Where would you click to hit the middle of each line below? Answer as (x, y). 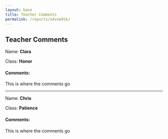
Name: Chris (18, 98)
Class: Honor (19, 61)
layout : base (19, 10)
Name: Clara (18, 52)
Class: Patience (21, 108)
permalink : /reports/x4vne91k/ (38, 19)
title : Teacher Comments (31, 15)
